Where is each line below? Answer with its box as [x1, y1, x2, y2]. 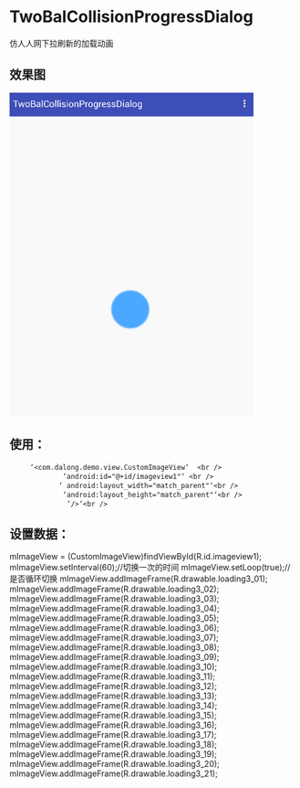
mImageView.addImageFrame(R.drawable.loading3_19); [9, 749, 217, 760]
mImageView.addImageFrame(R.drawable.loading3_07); [9, 633, 219, 644]
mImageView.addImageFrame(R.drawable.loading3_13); [9, 690, 217, 701]
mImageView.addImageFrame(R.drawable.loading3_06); [9, 623, 220, 634]
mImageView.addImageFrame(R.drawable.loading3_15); [9, 710, 217, 721]
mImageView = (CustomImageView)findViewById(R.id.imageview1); [9, 551, 263, 562]
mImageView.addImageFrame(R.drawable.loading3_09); [9, 652, 220, 663]
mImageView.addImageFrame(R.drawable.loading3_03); [9, 593, 220, 604]
